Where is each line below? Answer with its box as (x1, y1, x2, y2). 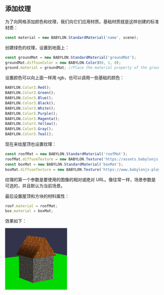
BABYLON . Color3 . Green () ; (5, 90, 56, 96)
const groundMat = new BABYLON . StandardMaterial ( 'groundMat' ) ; (5, 55, 137, 60)
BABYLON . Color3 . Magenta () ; (5, 116, 60, 121)
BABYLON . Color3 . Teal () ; (5, 132, 54, 137)
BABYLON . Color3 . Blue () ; (5, 96, 54, 100)
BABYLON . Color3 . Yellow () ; (5, 122, 58, 126)
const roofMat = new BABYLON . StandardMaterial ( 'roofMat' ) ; (5, 151, 128, 157)
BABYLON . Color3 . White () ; (5, 106, 56, 111)
